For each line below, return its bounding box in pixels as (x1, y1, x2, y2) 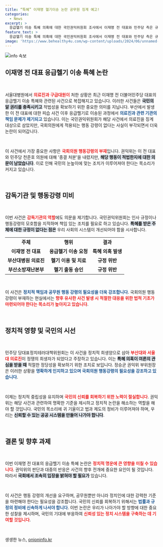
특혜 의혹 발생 (92, 248, 122, 255)
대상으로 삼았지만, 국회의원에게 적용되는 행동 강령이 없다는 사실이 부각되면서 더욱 (5, 122, 158, 128)
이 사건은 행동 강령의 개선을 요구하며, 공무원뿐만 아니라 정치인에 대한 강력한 (5, 492, 147, 498)
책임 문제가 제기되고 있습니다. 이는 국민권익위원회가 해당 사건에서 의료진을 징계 (5, 116, 154, 122)
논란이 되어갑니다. (5, 128, 39, 134)
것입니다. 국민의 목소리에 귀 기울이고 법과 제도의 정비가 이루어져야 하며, (15, 406, 150, 412)
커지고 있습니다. (5, 166, 35, 172)
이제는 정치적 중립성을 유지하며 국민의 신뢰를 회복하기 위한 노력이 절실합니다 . (5, 394, 149, 400)
